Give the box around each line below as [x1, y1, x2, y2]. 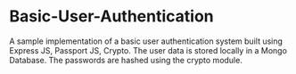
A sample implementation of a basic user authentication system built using [9, 36, 284, 46]
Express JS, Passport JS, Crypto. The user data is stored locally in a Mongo [9, 45, 288, 55]
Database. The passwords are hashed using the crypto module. [9, 54, 243, 65]
